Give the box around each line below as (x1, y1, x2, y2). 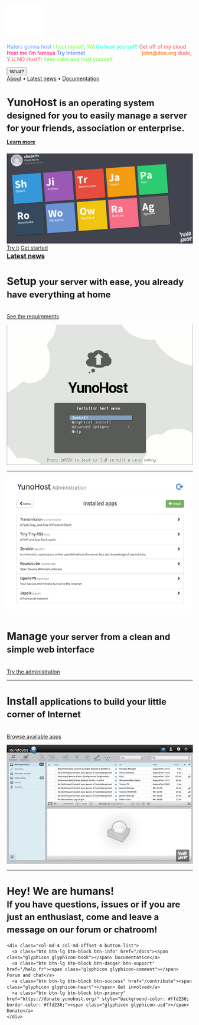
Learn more (6, 138, 36, 146)
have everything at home (6, 289, 111, 300)
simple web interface (6, 644, 95, 656)
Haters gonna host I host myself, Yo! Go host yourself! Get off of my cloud (6, 43, 187, 50)
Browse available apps (6, 733, 61, 740)
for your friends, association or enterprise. (6, 123, 185, 134)
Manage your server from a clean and (6, 630, 171, 643)
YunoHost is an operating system (6, 96, 155, 109)
